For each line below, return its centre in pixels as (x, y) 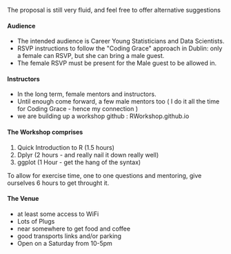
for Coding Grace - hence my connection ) (78, 109)
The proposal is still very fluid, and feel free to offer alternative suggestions (114, 10)
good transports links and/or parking (69, 236)
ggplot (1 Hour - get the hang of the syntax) (79, 162)
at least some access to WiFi (58, 214)
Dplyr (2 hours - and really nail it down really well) (88, 155)
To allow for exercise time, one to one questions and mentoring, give (104, 175)
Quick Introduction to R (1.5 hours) (66, 147)
